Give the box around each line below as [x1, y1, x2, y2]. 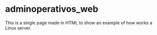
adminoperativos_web [5, 3, 99, 15]
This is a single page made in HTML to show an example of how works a [5, 20, 153, 26]
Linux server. [5, 25, 32, 31]
